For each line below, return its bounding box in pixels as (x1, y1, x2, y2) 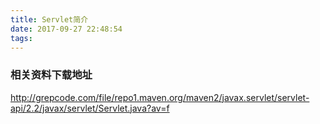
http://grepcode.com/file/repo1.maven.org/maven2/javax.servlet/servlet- (10, 91, 310, 103)
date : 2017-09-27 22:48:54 (10, 24, 123, 34)
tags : (10, 33, 33, 43)
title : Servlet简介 (10, 14, 89, 25)
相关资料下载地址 (10, 68, 93, 82)
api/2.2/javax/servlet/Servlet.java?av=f (10, 102, 170, 114)
